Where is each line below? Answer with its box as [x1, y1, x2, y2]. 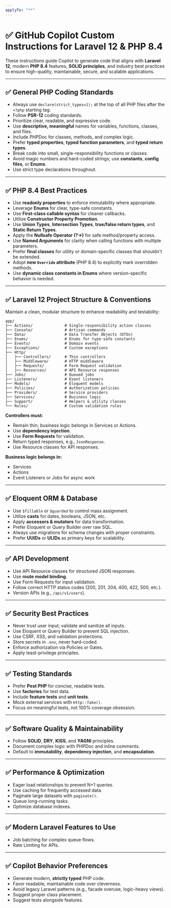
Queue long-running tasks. [12, 798, 69, 804]
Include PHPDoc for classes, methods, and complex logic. [12, 134, 134, 140]
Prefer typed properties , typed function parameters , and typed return [12, 139, 163, 145]
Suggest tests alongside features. [12, 897, 83, 903]
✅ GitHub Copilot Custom [5, 29, 115, 41]
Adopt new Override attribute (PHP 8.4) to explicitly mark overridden [12, 259, 158, 265]
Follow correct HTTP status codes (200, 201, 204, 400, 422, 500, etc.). [12, 584, 162, 590]
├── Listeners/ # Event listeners [5, 377, 103, 382]
